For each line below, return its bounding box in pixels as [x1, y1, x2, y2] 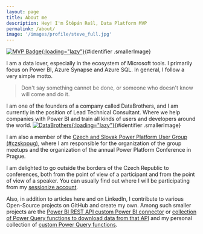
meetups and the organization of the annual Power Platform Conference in [6, 146, 192, 154]
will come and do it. [21, 91, 70, 98]
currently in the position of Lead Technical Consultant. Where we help [6, 109, 180, 116]
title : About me [6, 15, 47, 21]
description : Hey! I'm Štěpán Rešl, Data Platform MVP [6, 20, 147, 26]
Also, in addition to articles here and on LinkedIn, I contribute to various [6, 195, 184, 203]
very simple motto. [6, 73, 53, 80]
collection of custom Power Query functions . [6, 221, 118, 229]
